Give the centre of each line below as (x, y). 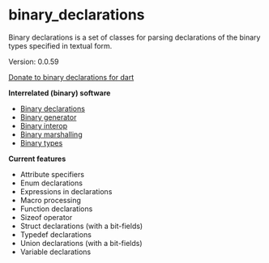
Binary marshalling (51, 134)
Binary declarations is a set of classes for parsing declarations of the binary (134, 37)
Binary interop (44, 125)
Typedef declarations (56, 234)
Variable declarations (56, 252)
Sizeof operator (46, 217)
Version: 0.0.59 (34, 62)
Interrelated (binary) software (60, 93)
